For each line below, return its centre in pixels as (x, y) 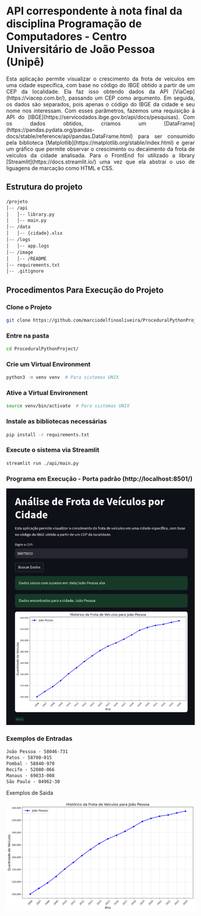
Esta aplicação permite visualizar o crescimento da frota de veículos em (100, 79)
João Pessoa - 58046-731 (37, 752)
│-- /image (20, 252)
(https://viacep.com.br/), (36, 98)
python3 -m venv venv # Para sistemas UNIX (63, 378)
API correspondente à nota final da (94, 11)
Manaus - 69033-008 (31, 776)
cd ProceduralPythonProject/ (42, 349)
